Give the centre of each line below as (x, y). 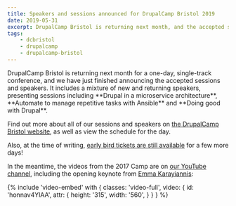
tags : (15, 33)
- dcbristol (37, 40)
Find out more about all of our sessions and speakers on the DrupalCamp (113, 124)
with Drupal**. (27, 110)
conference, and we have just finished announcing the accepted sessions (114, 80)
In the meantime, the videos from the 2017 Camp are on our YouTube (107, 166)
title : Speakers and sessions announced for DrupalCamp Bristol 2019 (111, 14)
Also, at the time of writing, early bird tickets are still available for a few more (118, 145)
